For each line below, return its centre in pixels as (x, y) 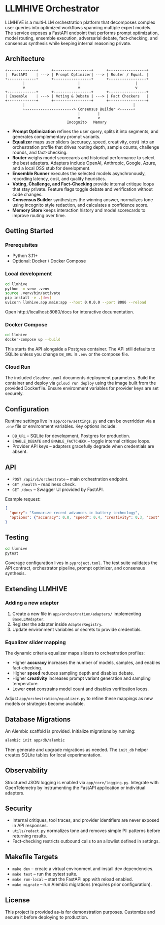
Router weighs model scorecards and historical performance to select (83, 157)
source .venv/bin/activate (33, 293)
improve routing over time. (39, 215)
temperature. (25, 684)
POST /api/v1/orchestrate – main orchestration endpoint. (70, 479)
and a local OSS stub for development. (51, 168)
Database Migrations (38, 719)
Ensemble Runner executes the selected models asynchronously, (79, 173)
